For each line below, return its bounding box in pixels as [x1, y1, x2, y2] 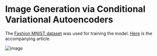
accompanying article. [5, 36, 51, 42]
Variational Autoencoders [5, 14, 113, 25]
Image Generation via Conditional [5, 3, 146, 15]
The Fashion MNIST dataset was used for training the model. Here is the [5, 30, 153, 36]
